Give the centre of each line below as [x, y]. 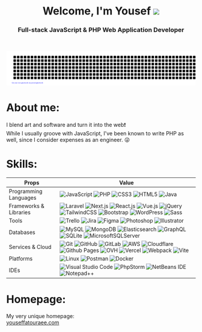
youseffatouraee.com [33, 322]
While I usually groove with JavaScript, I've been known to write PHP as [95, 134]
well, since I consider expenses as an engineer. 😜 [68, 140]
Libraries [20, 212]
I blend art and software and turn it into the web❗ [66, 125]
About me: [33, 108]
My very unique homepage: [40, 316]
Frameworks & [27, 206]
